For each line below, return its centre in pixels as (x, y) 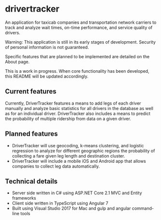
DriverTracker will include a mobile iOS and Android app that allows (79, 161)
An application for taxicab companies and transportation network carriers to (81, 22)
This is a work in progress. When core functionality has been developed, (77, 71)
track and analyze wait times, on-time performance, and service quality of (79, 27)
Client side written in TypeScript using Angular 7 (60, 203)
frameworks (24, 198)
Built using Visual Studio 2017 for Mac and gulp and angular (71, 208)
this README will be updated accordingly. (47, 76)
